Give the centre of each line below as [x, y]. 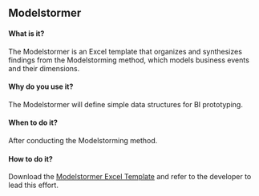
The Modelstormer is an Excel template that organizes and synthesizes [125, 51]
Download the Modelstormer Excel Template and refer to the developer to [130, 177]
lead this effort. [33, 185]
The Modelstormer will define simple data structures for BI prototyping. [125, 104]
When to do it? [33, 122]
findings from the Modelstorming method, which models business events [129, 60]
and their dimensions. [44, 68]
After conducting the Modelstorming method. [83, 140]
